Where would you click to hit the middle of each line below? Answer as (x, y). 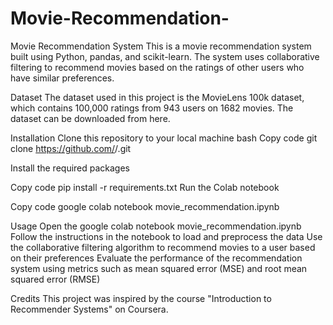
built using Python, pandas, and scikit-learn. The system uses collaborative (165, 56)
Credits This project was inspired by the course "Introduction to (141, 298)
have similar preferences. (62, 78)
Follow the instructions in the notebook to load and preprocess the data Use (166, 236)
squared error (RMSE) (55, 279)
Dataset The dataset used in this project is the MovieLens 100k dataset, (157, 97)
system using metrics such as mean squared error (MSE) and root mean (159, 268)
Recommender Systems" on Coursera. (89, 309)
